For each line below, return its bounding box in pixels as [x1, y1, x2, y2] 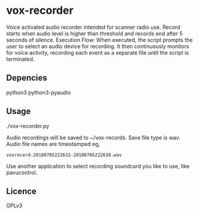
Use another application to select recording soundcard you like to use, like [6, 162, 190, 170]
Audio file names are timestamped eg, [6, 140, 100, 147]
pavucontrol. [6, 169, 38, 176]
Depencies [6, 73, 47, 83]
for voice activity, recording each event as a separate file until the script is [6, 49, 189, 56]
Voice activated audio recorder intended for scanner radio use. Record [6, 23, 181, 31]
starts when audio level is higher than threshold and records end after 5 [6, 29, 183, 37]
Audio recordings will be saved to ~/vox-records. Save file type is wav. [6, 133, 181, 141]
